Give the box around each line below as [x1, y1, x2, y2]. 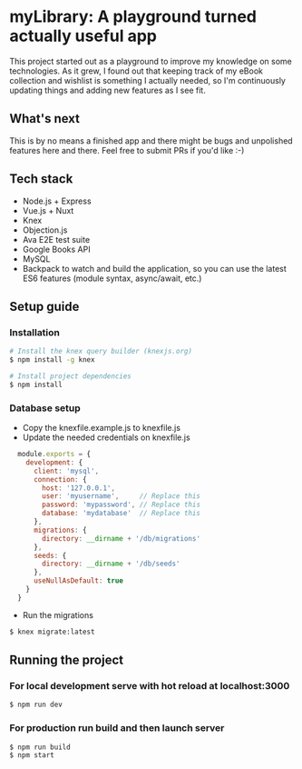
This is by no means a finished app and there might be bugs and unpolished [9, 135, 293, 146]
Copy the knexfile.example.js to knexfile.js [22, 423, 181, 434]
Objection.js [22, 225, 68, 235]
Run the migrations [22, 609, 93, 620]
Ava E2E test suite [22, 234, 91, 245]
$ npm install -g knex [9, 355, 95, 365]
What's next [9, 111, 80, 126]
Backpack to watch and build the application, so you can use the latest [22, 263, 287, 274]
